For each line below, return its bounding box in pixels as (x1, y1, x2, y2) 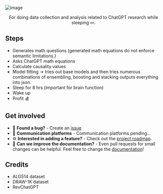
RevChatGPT (12, 184, 39, 190)
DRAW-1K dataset (12, 179, 49, 185)
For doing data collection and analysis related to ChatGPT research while (9, 14, 158, 20)
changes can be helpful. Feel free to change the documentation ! (12, 146, 144, 152)
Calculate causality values (12, 63, 66, 69)
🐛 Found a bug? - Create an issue (12, 125, 82, 131)
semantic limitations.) (12, 53, 56, 59)
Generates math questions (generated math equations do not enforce (12, 47, 155, 53)
